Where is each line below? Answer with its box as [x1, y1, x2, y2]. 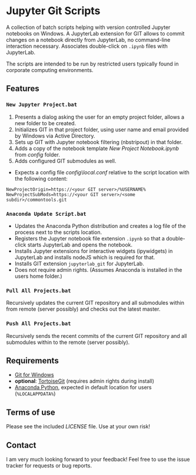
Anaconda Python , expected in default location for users [14, 384, 152, 391]
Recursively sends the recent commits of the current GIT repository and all [6, 332, 187, 339]
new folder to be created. [14, 119, 77, 126]
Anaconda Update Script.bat [6, 210, 87, 217]
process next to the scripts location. [14, 229, 102, 236]
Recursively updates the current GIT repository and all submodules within [6, 300, 184, 307]
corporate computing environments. [6, 66, 94, 73]
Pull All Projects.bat [6, 287, 71, 294]
